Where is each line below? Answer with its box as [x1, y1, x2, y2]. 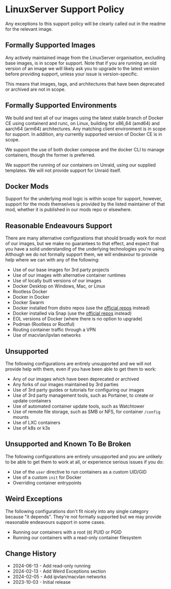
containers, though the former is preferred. [5, 152, 95, 158]
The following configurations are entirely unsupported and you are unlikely [5, 453, 162, 459]
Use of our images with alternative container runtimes [12, 272, 126, 278]
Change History [5, 550, 57, 558]
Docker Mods [5, 182, 49, 191]
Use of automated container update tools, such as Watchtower [12, 403, 144, 409]
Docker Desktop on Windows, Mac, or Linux [12, 283, 106, 289]
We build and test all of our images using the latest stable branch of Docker [5, 114, 164, 121]
